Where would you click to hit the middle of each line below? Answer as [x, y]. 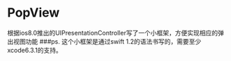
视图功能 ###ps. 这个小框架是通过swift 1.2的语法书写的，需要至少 [107, 41]
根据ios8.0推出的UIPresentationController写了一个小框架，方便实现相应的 [113, 33]
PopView [33, 13]
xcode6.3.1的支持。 [35, 50]
